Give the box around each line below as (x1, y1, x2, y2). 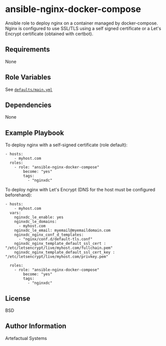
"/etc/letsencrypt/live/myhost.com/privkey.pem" (5, 254, 108, 259)
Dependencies (5, 101, 51, 109)
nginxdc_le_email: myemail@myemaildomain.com (14, 228, 111, 233)
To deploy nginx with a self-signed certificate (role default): (5, 142, 127, 148)
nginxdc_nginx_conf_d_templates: (14, 232, 84, 237)
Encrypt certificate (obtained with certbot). (5, 31, 93, 37)
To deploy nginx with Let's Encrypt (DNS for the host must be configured (5, 187, 155, 193)
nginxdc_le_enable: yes (14, 215, 64, 220)
